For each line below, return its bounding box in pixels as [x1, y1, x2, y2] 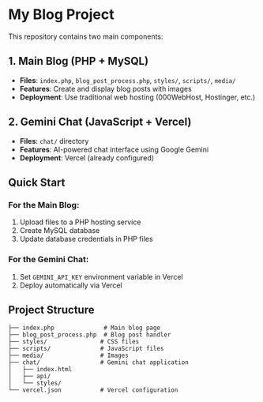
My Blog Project [8, 6, 115, 24]
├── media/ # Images [8, 351, 129, 360]
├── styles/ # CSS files [8, 338, 140, 346]
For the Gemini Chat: [8, 254, 89, 265]
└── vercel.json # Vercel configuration [8, 386, 178, 394]
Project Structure [8, 302, 95, 317]
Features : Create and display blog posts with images [19, 84, 192, 93]
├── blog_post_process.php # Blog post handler [8, 331, 171, 339]
